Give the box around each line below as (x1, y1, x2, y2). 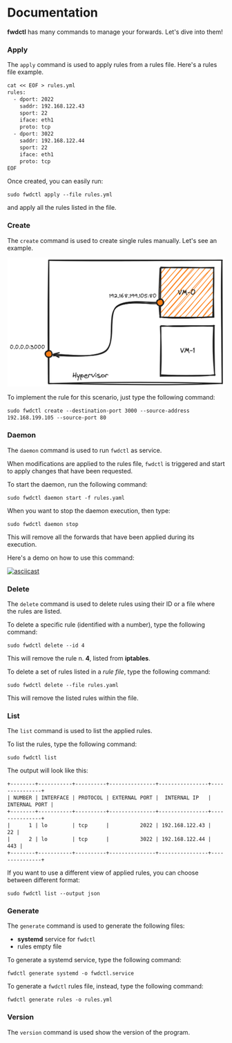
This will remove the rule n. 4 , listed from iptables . (7, 654, 151, 662)
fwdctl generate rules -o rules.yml (7, 996, 113, 1004)
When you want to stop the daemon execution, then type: (7, 506, 171, 515)
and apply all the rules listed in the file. (7, 204, 117, 212)
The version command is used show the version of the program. (7, 1028, 191, 1036)
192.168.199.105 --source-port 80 (7, 414, 107, 422)
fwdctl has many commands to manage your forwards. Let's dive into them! (7, 28, 223, 36)
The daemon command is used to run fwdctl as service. (7, 446, 162, 454)
